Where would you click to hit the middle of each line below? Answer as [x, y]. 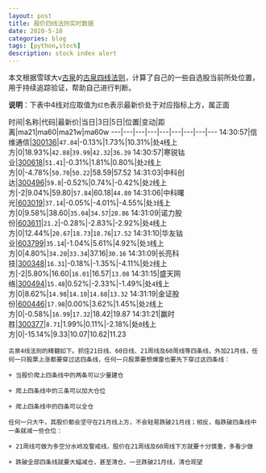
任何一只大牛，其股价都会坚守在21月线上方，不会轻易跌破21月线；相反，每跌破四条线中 [133, 422]
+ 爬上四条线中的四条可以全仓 [51, 407]
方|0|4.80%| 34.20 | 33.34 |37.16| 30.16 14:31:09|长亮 [90, 253]
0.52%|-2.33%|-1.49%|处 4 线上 [118, 283]
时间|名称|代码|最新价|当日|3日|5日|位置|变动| [83, 122]
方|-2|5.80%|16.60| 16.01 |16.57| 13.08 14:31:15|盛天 [91, 273]
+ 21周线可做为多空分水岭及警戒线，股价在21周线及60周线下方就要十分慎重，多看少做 [131, 446]
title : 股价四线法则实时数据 [51, 23]
